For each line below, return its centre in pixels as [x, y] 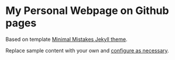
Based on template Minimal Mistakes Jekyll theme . [66, 39]
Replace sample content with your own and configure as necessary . [87, 50]
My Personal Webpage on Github [87, 11]
